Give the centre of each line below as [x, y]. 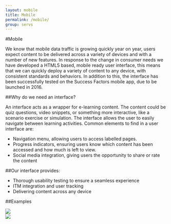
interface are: [20, 129]
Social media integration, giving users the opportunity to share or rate [86, 155]
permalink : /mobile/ [27, 20]
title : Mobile [21, 15]
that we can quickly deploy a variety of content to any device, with [76, 71]
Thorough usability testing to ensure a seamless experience [76, 181]
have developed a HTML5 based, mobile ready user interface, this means [83, 65]
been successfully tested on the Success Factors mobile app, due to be [81, 82]
